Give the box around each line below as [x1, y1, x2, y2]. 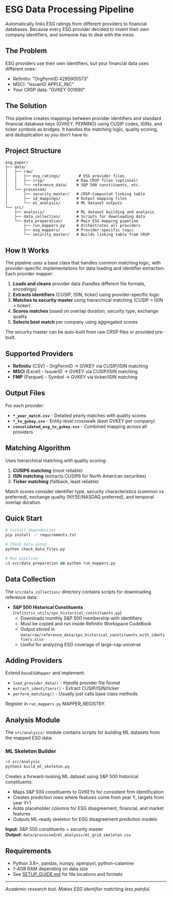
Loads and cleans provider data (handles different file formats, [12, 280, 146, 287]
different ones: [5, 65, 36, 72]
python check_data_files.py [5, 547, 66, 552]
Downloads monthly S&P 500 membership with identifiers [20, 615, 142, 621]
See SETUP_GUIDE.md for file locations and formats [12, 871, 123, 877]
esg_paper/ [5, 160, 29, 165]
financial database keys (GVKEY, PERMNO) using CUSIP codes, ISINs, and [5, 120, 162, 127]
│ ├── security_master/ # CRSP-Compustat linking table [5, 191, 145, 197]
